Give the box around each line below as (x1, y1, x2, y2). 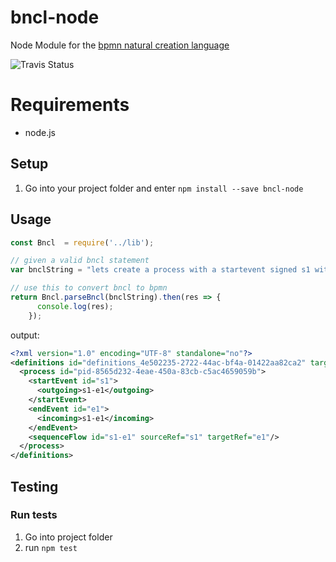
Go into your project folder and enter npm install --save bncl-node (24, 182, 304, 194)
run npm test (24, 541, 78, 553)
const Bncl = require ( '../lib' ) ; (10, 237, 155, 248)
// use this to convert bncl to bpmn (10, 283, 168, 293)
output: (10, 329, 40, 341)
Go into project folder (24, 531, 113, 543)
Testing (10, 478, 59, 495)
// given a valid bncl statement (10, 256, 150, 266)
